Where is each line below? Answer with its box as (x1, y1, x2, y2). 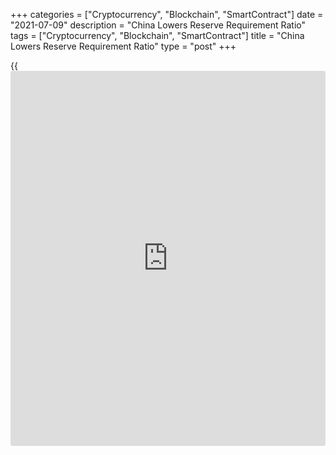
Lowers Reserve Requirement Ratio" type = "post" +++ (10, 40, 237, 52)
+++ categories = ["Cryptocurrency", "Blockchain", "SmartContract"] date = (10, 9, 324, 20)
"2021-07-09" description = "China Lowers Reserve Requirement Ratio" (10, 19, 307, 31)
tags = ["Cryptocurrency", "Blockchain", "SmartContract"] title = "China (10, 30, 305, 41)
